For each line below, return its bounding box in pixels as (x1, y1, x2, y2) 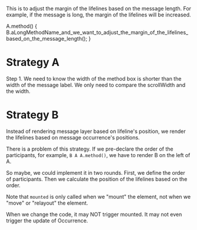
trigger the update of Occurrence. (6, 217, 88, 224)
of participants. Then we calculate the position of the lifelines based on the (6, 175, 188, 182)
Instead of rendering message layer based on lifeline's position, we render (6, 128, 186, 135)
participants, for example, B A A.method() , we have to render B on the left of (6, 151, 191, 158)
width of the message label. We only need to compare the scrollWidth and (6, 81, 186, 88)
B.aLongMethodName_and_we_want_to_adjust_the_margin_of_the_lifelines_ (6, 29, 189, 36)
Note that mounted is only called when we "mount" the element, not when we (6, 193, 191, 200)
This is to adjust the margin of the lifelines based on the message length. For (6, 5, 192, 12)
